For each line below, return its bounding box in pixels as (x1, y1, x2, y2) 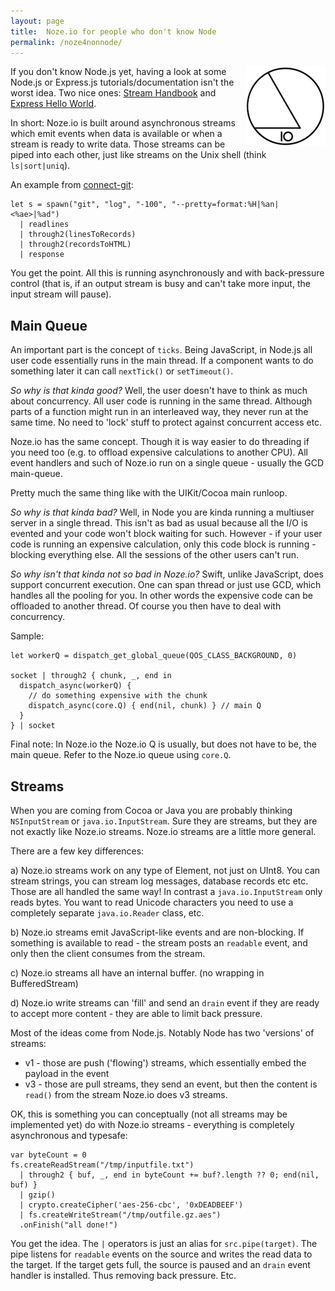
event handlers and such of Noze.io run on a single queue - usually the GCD (10, 457, 325, 469)
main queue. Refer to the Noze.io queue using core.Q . (10, 749, 232, 761)
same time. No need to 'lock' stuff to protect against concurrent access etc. (10, 416, 323, 429)
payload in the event (24, 1068, 110, 1079)
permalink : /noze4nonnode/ (10, 37, 123, 47)
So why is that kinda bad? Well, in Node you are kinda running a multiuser (10, 506, 315, 519)
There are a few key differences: (10, 845, 145, 857)
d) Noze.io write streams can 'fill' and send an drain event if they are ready (10, 997, 320, 1009)
